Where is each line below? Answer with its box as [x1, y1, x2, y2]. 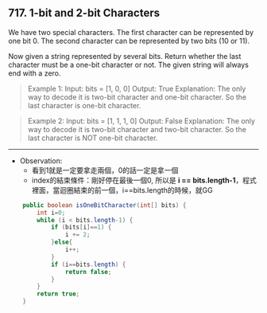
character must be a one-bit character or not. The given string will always [8, 60, 249, 69]
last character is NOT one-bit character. [27, 133, 158, 143]
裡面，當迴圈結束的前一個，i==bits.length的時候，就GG [31, 185, 213, 194]
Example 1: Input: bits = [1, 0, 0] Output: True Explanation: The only [27, 84, 246, 93]
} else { [50, 238, 73, 246]
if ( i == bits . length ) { [50, 260, 126, 268]
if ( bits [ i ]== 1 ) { [50, 223, 112, 232]
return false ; [64, 268, 112, 276]
